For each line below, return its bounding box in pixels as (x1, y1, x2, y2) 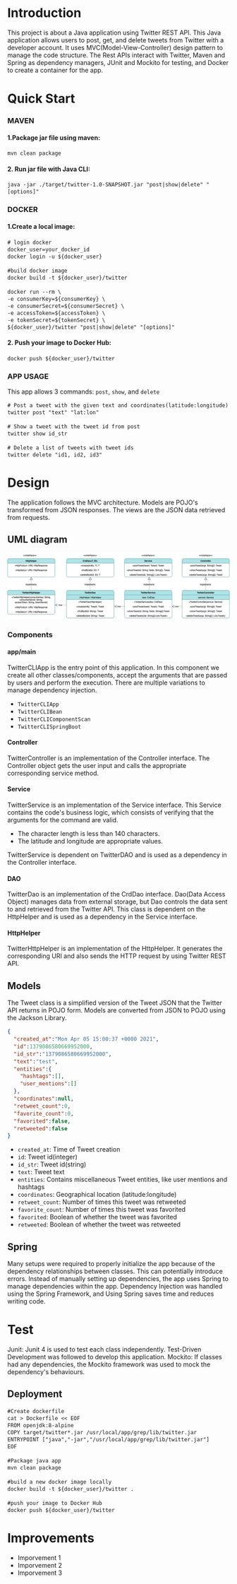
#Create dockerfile (7, 1407, 65, 1414)
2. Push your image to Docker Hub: (7, 338, 111, 347)
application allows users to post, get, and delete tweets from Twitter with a (7, 35, 224, 44)
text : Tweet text (17, 1168, 65, 1176)
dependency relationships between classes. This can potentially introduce (7, 1267, 224, 1276)
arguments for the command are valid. (7, 815, 119, 824)
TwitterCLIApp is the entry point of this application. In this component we (7, 663, 220, 672)
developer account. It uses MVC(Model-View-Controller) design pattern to (7, 43, 224, 52)
